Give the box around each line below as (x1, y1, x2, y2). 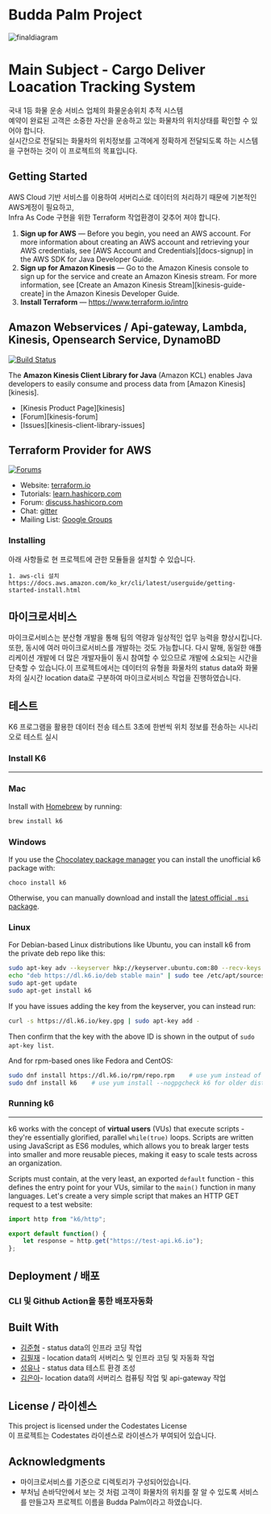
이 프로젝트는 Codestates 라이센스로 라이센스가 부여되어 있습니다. (8, 1431, 217, 1441)
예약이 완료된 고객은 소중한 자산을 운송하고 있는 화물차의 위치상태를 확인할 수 (8, 115, 250, 125)
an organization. (8, 1158, 62, 1168)
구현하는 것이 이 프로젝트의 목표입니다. (16, 145, 138, 155)
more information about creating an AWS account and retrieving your (19, 236, 250, 247)
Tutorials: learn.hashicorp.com (19, 489, 123, 499)
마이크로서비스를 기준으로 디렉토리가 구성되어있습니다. (19, 1477, 191, 1487)
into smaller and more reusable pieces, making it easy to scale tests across (8, 1149, 258, 1159)
